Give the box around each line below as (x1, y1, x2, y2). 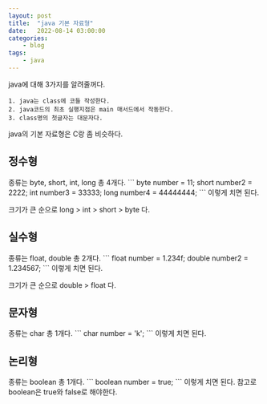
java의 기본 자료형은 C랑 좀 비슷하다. (8, 129, 123, 139)
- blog (22, 42, 45, 50)
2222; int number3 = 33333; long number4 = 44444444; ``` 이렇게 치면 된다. (8, 188, 260, 197)
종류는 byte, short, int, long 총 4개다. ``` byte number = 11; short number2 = (8, 177, 253, 187)
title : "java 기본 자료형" (8, 19, 94, 27)
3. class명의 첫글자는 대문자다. (8, 114, 103, 122)
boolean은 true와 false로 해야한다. (8, 387, 118, 397)
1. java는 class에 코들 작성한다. (8, 97, 111, 105)
